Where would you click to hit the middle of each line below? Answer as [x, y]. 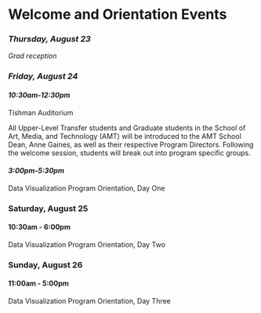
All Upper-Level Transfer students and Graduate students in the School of [127, 128]
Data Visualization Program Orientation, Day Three [89, 301]
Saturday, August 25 [48, 208]
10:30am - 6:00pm [39, 227]
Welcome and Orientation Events [118, 15]
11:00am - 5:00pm [38, 283]
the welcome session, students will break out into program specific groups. [129, 153]
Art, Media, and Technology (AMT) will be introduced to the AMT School [125, 136]
